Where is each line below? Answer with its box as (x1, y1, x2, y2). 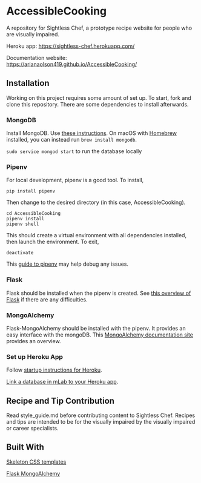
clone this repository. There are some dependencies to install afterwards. (6, 100, 189, 108)
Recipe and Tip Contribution (6, 395, 115, 406)
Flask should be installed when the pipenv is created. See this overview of (6, 289, 191, 297)
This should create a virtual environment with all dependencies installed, (6, 232, 186, 239)
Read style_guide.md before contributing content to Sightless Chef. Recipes (6, 412, 196, 419)
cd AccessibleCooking (6, 211, 61, 217)
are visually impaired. (6, 30, 59, 38)
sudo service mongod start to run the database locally (6, 148, 142, 155)
